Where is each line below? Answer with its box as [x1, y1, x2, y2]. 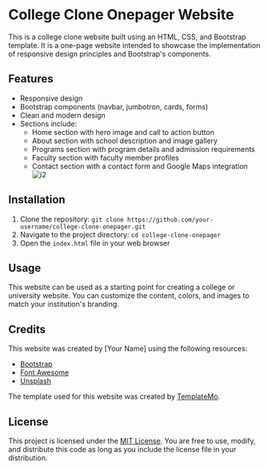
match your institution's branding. [8, 300, 120, 309]
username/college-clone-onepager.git [19, 222, 146, 231]
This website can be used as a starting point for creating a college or [8, 282, 235, 292]
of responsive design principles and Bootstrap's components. [8, 49, 211, 58]
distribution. [8, 453, 48, 463]
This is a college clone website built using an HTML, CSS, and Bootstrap [8, 32, 246, 42]
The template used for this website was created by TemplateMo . [8, 391, 221, 401]
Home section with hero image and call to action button [31, 127, 214, 137]
